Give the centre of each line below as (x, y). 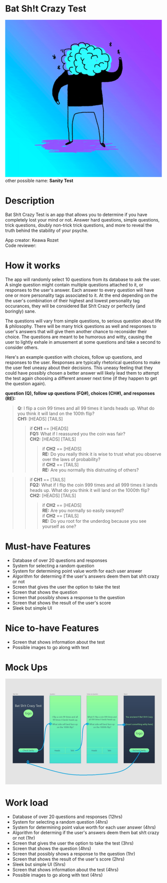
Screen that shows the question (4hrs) (52, 849)
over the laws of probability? (71, 459)
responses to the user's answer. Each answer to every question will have (80, 290)
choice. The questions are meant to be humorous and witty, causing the (79, 337)
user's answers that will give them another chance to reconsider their (76, 331)
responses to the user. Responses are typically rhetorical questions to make (83, 362)
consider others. (22, 347)
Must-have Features (48, 546)
